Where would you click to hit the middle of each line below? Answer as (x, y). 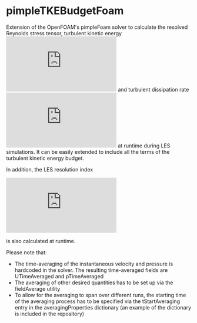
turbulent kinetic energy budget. (45, 158)
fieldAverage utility (37, 288)
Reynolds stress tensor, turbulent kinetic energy (64, 33)
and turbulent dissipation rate (153, 89)
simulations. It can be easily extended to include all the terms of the (88, 152)
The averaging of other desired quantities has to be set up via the (94, 282)
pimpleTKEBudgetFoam (65, 11)
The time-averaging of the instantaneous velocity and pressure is (94, 264)
